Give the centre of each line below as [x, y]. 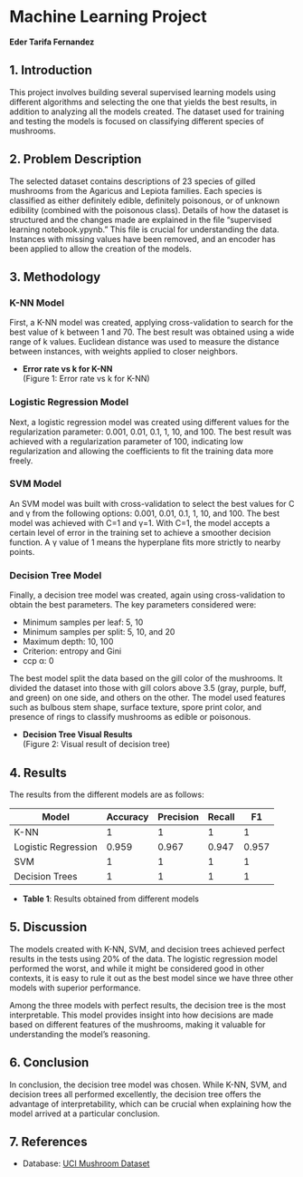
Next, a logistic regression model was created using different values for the [149, 422]
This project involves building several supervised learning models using [142, 92]
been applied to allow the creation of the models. [100, 248]
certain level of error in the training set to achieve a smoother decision [140, 532]
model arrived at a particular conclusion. [85, 1114]
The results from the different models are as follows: [107, 794]
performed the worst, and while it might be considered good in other [137, 968]
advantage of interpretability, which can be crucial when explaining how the [151, 1104]
